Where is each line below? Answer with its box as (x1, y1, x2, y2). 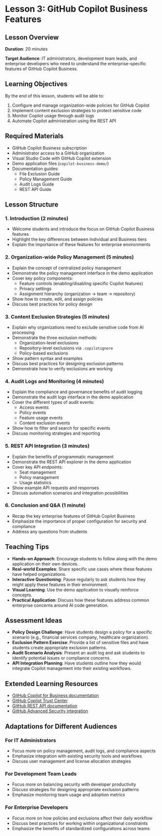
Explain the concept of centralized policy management (12, 265, 121, 271)
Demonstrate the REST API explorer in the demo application (12, 459, 131, 465)
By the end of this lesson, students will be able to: (5, 93, 104, 98)
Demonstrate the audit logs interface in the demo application (12, 394, 133, 400)
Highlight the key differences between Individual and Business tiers (12, 236, 147, 242)
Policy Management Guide (19, 176, 72, 182)
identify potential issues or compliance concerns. (12, 655, 111, 661)
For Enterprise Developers (5, 804, 68, 811)
